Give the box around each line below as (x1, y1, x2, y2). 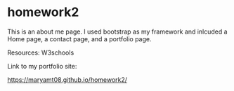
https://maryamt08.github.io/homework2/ (7, 75, 128, 84)
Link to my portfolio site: (7, 62, 77, 70)
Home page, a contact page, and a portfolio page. (7, 34, 152, 43)
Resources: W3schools (7, 48, 74, 57)
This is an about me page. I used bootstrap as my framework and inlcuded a (7, 27, 228, 36)
